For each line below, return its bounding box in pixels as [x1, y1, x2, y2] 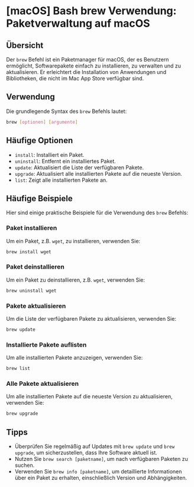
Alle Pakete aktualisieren [6, 379, 79, 388]
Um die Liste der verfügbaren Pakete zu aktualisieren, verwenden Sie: [6, 315, 176, 322]
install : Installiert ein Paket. [14, 151, 85, 158]
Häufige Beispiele [6, 193, 73, 204]
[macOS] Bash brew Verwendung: [6, 4, 177, 18]
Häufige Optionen [6, 136, 73, 146]
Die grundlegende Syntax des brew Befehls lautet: [6, 108, 127, 115]
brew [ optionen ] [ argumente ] [6, 119, 78, 125]
